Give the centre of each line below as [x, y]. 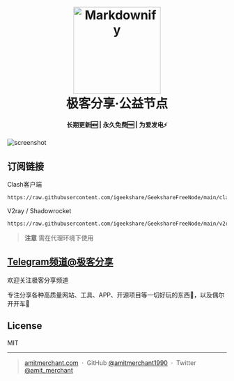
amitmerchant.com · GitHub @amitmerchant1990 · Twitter [110, 363]
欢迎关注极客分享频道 [38, 280]
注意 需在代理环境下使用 [59, 238]
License [25, 326]
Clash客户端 [25, 185]
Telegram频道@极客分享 [60, 262]
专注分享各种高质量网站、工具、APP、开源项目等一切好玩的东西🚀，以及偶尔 [116, 295]
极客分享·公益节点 [117, 104]
